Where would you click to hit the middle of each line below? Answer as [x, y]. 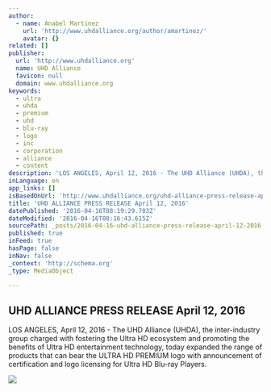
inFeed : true [30, 241]
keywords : [25, 91]
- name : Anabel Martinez [57, 23]
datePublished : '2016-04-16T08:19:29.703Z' [83, 211]
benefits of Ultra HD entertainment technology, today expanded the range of [135, 347]
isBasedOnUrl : [32, 196]
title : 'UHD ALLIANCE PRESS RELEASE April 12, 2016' [99, 203]
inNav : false [30, 256]
